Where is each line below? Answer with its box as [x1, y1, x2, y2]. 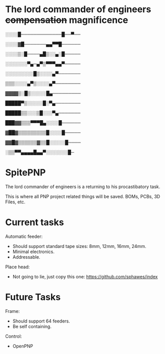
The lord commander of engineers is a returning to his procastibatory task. [5, 184, 160, 190]
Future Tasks [5, 292, 61, 303]
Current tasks [5, 217, 64, 228]
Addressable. [12, 254, 40, 260]
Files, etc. [5, 199, 26, 205]
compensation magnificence [5, 14, 129, 26]
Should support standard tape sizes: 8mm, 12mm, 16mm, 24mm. [12, 243, 146, 249]
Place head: [5, 264, 30, 270]
